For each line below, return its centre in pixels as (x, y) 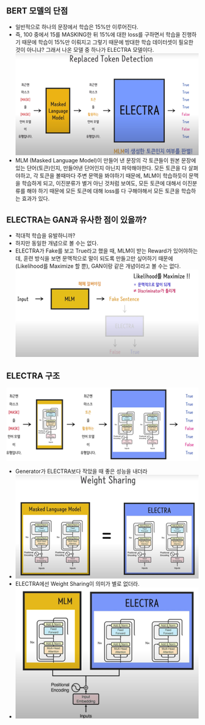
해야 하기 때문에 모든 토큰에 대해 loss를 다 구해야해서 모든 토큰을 (103, 191)
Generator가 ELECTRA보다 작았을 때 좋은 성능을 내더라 (81, 471)
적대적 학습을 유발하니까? (45, 236)
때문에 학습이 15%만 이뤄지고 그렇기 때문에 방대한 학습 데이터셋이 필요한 (108, 42)
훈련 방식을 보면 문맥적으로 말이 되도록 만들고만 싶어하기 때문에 (98, 259)
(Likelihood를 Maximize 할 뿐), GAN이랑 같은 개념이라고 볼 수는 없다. (98, 266)
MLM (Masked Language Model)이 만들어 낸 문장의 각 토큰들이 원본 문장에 (106, 161)
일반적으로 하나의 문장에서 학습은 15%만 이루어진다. (77, 27)
